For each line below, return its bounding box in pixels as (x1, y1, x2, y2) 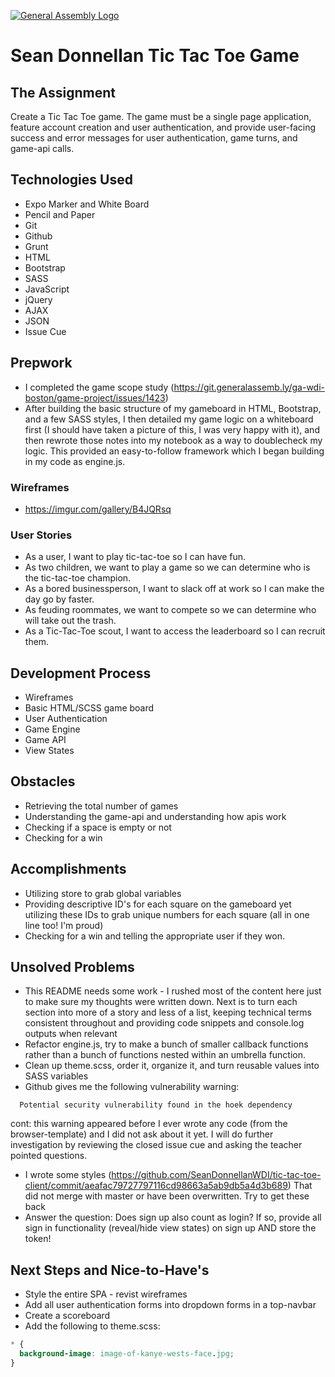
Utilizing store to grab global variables (24, 887, 182, 899)
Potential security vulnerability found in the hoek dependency (19, 1100, 293, 1110)
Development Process (10, 665, 152, 682)
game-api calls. (10, 143, 75, 154)
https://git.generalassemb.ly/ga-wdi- (173, 381, 325, 393)
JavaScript (24, 283, 70, 295)
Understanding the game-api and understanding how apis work (24, 810, 287, 822)
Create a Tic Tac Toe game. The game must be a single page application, (10, 111, 312, 122)
